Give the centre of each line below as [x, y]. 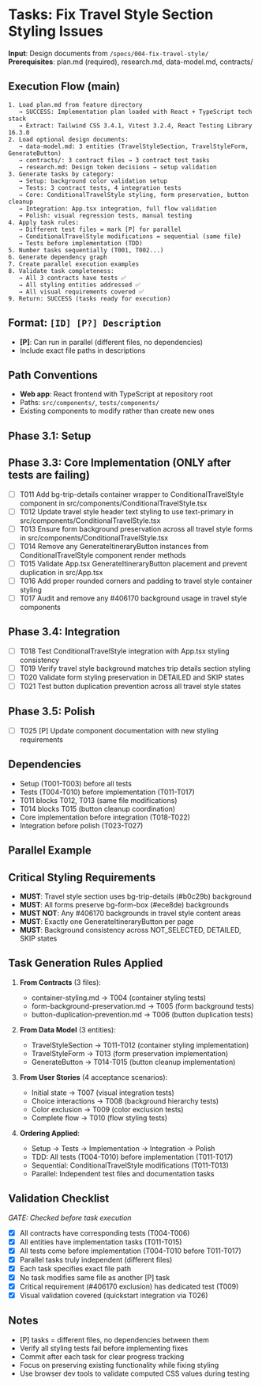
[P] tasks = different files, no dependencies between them [114, 1339]
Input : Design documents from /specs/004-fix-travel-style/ [109, 53]
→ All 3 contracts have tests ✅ [73, 278]
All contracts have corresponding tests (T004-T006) [105, 1233]
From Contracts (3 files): [60, 982]
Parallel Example [50, 851]
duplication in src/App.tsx [61, 572]
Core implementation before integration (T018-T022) [105, 817]
